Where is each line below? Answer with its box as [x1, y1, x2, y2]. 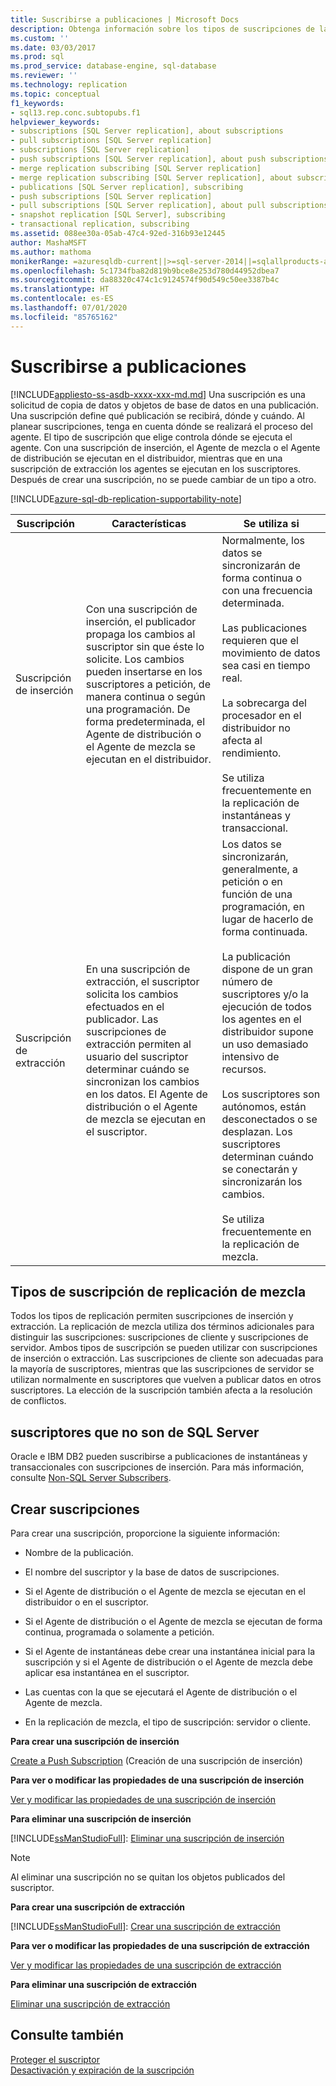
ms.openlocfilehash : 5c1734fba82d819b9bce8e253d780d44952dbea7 [10, 266, 280, 276]
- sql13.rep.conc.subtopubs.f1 [10, 107, 141, 118]
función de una [221, 887, 293, 901]
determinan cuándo [221, 1149, 314, 1163]
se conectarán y [221, 1162, 298, 1176]
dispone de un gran [221, 962, 313, 976]
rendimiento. [221, 746, 282, 760]
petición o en [221, 874, 283, 888]
